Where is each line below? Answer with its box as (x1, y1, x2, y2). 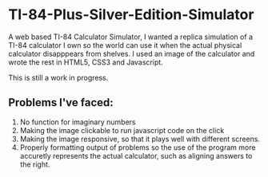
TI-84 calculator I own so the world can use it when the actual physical (8, 40, 242, 49)
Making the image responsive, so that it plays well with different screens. (19, 134, 261, 144)
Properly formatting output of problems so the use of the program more (19, 142, 256, 152)
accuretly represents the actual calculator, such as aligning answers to (19, 151, 253, 160)
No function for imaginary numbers (19, 117, 136, 127)
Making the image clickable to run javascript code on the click (19, 125, 225, 135)
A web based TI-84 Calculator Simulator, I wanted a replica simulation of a (8, 32, 254, 41)
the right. (19, 159, 50, 169)
